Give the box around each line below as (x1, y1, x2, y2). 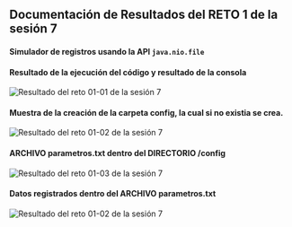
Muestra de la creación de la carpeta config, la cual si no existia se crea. (9, 107, 284, 118)
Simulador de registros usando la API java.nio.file (9, 46, 205, 57)
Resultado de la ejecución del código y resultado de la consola (9, 66, 247, 77)
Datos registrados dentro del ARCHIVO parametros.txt (9, 188, 217, 199)
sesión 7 (9, 22, 58, 37)
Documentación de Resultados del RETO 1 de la (9, 7, 279, 22)
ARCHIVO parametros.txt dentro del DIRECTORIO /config (9, 147, 226, 158)
